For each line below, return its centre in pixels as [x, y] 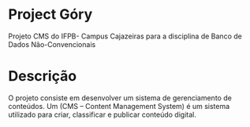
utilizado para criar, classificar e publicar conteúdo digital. [103, 114]
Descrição [43, 76]
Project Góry [50, 15]
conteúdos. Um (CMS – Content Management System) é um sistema [119, 106]
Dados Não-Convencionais [52, 44]
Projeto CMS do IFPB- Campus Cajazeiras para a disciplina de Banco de [125, 36]
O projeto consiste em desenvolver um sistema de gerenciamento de [120, 98]
